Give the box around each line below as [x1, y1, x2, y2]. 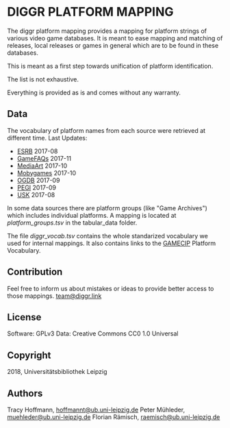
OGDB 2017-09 [16, 176, 60, 184]
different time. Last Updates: [7, 134, 88, 142]
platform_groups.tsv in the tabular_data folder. [7, 218, 138, 227]
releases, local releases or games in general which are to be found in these [7, 41, 219, 49]
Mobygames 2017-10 [16, 168, 77, 177]
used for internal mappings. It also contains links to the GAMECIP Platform [7, 239, 216, 247]
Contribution [7, 266, 63, 278]
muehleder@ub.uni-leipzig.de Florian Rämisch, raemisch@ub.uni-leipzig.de [7, 413, 220, 421]
